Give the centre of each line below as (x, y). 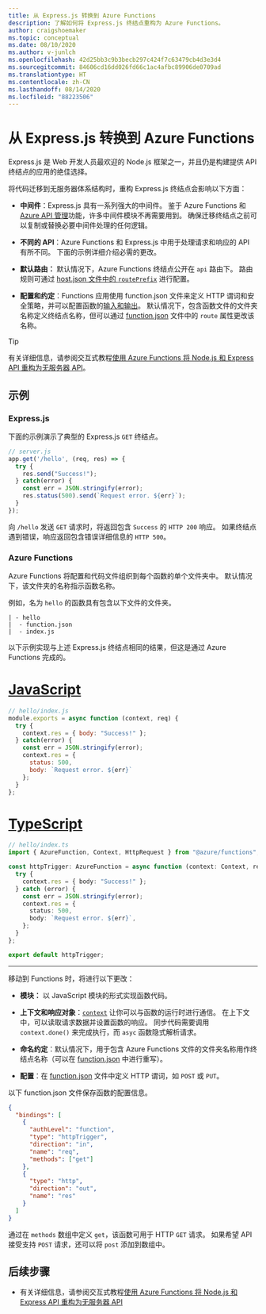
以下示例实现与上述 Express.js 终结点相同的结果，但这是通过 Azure (118, 647)
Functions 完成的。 (39, 657)
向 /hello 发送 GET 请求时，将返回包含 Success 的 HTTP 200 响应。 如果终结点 (133, 526)
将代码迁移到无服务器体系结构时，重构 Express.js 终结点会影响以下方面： (127, 189)
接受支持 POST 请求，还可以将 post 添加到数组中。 (89, 1244)
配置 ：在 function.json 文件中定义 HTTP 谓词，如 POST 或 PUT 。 (122, 1075)
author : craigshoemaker (47, 30)
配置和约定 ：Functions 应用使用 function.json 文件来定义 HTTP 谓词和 (133, 296)
